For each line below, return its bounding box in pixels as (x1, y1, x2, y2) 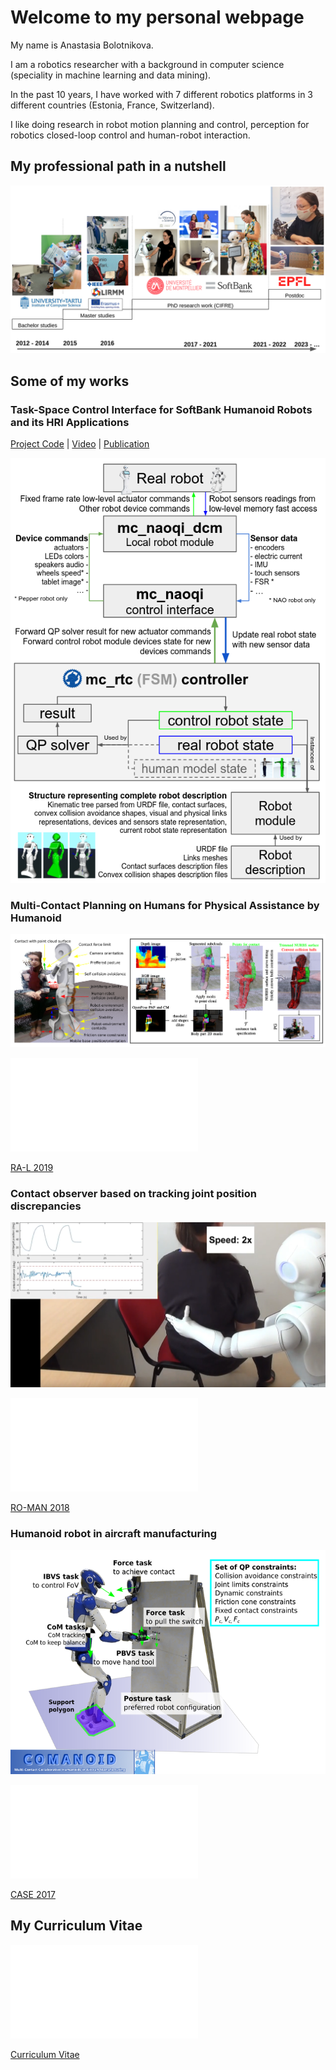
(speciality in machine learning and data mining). (10, 69, 212, 81)
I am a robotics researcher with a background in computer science (10, 58, 285, 70)
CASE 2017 (10, 1888, 56, 1900)
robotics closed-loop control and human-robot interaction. (10, 129, 251, 141)
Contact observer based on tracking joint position (10, 1186, 257, 1200)
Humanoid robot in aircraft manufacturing (10, 1526, 218, 1540)
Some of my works (10, 372, 130, 390)
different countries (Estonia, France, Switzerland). (10, 99, 215, 111)
